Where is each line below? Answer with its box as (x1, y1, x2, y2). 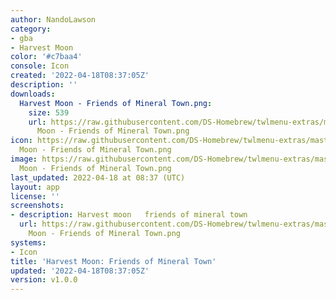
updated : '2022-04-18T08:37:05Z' (10, 266, 150, 276)
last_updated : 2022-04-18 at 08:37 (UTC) (10, 172, 186, 183)
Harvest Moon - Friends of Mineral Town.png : (19, 98, 213, 108)
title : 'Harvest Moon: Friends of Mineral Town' (10, 256, 217, 266)
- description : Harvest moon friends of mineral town (10, 210, 248, 220)
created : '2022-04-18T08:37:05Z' (10, 71, 150, 81)
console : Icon (10, 61, 70, 71)
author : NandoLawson (10, 14, 97, 25)
